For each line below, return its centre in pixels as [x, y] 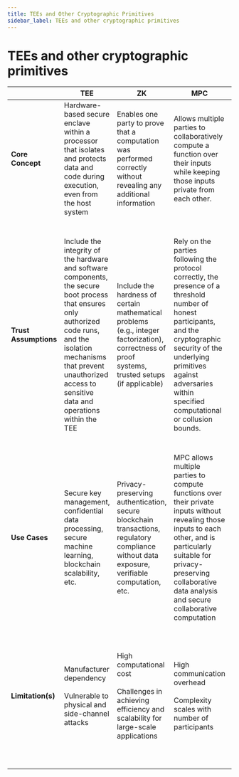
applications [137, 736]
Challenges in [140, 692]
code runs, [82, 330]
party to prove [141, 123]
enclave [77, 123]
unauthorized [86, 375]
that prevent [84, 366]
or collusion [193, 419]
